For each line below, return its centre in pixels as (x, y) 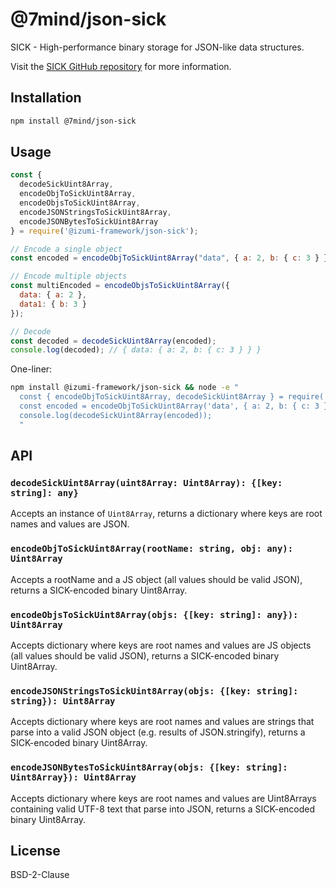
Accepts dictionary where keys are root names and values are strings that (162, 722)
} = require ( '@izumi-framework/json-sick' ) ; (104, 231)
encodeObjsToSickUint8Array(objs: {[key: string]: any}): (154, 614)
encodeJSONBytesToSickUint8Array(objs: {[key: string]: (149, 767)
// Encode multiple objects (69, 276)
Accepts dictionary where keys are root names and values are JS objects (161, 645)
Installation (46, 98)
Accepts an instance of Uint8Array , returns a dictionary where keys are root (166, 514)
